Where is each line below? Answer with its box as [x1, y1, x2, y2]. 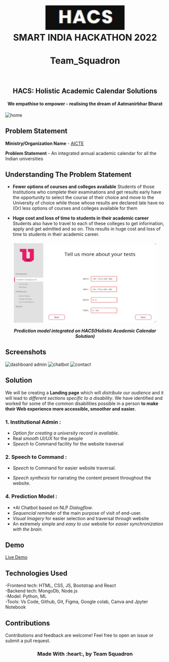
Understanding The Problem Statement [5, 170, 132, 179]
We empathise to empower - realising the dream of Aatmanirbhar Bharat [7, 101, 163, 107]
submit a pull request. [5, 638, 51, 644]
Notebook [5, 604, 26, 610]
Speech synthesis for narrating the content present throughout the [12, 475, 151, 481]
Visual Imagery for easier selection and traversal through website [12, 515, 149, 521]
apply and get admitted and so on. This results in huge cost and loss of [12, 226, 161, 232]
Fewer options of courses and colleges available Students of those [12, 183, 155, 190]
